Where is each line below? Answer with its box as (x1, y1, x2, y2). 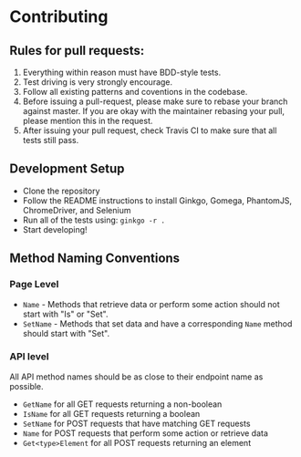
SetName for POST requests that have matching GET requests (22, 418, 251, 429)
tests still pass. (22, 135, 79, 145)
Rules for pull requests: (9, 43, 145, 58)
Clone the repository (22, 185, 100, 196)
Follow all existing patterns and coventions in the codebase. (22, 87, 248, 97)
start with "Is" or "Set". (22, 308, 109, 319)
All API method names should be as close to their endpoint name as (9, 371, 264, 382)
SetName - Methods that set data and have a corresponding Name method (22, 317, 293, 329)
